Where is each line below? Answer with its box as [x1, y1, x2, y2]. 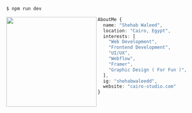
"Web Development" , [108, 39, 158, 45]
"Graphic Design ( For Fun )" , [108, 67, 187, 73]
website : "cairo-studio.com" [103, 84, 176, 90]
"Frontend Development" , [108, 44, 171, 50]
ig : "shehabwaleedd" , [103, 78, 158, 84]
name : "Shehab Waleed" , [103, 22, 163, 28]
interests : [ [103, 33, 136, 39]
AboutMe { [97, 16, 123, 22]
